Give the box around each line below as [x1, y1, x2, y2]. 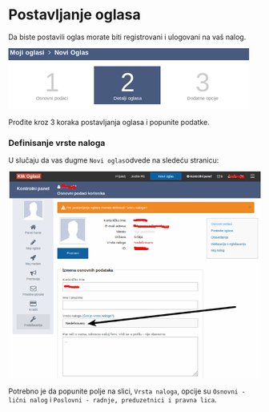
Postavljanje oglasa [8, 6, 142, 24]
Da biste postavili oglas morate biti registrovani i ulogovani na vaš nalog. [8, 32, 247, 42]
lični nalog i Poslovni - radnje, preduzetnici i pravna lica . [8, 394, 218, 404]
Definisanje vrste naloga [8, 137, 106, 148]
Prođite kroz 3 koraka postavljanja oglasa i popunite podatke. [8, 117, 210, 127]
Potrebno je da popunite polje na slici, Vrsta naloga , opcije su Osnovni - [8, 386, 246, 396]
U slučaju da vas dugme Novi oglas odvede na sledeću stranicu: [8, 156, 219, 165]
